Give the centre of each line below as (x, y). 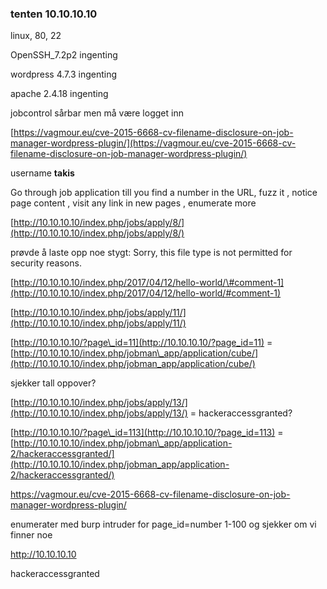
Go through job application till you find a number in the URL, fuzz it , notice (164, 193)
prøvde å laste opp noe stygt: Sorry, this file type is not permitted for (151, 253)
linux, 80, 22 (36, 36)
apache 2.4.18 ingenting (59, 94)
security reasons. (46, 263)
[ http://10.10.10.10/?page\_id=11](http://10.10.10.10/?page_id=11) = (141, 343)
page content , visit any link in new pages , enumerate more (133, 203)
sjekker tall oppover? (53, 383)
